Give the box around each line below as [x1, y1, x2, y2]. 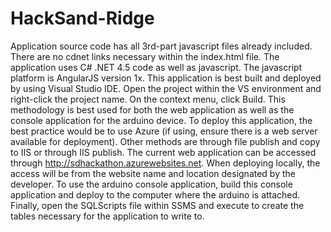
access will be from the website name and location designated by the [10, 167, 296, 179]
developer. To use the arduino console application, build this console [10, 178, 293, 190]
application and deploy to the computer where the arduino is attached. [10, 188, 301, 201]
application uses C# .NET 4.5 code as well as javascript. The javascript [10, 61, 303, 73]
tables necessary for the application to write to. [10, 210, 205, 222]
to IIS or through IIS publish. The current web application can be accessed [10, 146, 317, 158]
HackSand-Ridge [10, 7, 155, 30]
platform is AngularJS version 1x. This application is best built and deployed [10, 72, 322, 84]
